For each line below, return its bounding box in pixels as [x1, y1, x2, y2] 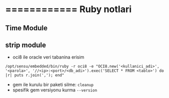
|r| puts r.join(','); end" [5, 73, 65, 78]
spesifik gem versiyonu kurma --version [12, 87, 98, 93]
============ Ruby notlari [5, 4, 132, 15]
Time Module [5, 24, 48, 32]
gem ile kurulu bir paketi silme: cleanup [12, 82, 94, 88]
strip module [5, 40, 47, 49]
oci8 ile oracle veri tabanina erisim [12, 54, 85, 60]
